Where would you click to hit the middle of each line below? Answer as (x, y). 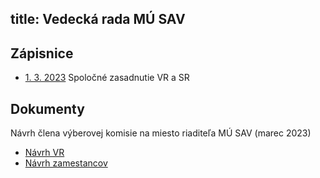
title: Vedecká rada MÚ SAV (98, 19)
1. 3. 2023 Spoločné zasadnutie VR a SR (107, 78)
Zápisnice (42, 53)
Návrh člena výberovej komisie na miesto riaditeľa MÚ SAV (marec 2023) (161, 133)
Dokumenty (47, 108)
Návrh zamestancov (66, 163)
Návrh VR (44, 153)
